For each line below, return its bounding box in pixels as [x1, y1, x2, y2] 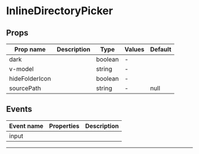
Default [150, 46, 172, 53]
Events [6, 104, 33, 114]
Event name [9, 121, 44, 130]
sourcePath [9, 84, 41, 92]
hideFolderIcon [9, 75, 52, 82]
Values [124, 46, 145, 53]
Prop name [14, 46, 46, 53]
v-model [9, 65, 34, 73]
